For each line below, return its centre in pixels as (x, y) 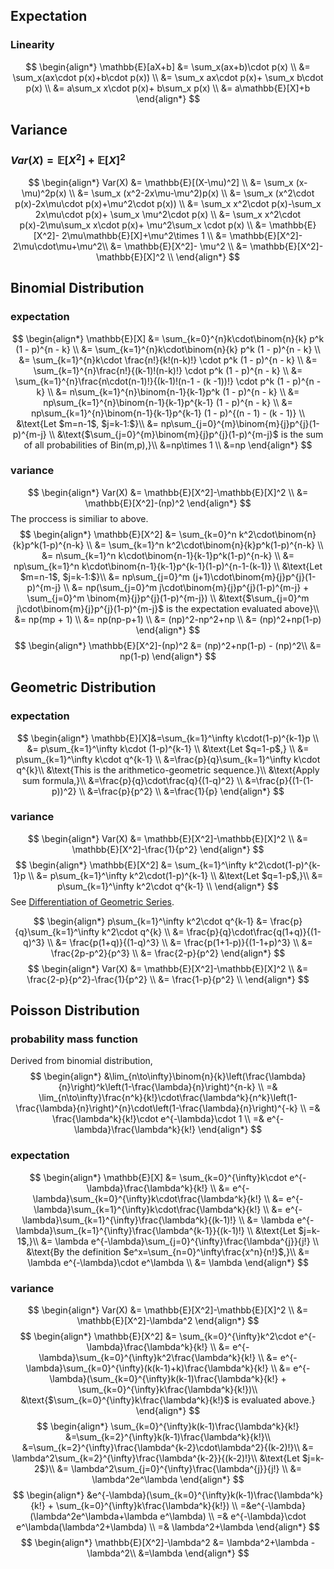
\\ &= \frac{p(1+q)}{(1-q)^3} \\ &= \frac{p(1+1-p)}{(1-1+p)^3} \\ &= (179, 942)
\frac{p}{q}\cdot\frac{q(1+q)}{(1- (254, 931)
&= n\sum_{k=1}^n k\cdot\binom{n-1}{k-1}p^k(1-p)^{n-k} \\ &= (168, 555)
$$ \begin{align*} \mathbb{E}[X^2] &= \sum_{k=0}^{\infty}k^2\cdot (158, 1336)
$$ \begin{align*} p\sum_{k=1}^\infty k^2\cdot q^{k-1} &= (150, 921)
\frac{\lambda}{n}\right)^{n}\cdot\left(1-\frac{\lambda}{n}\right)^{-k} (156, 1108)
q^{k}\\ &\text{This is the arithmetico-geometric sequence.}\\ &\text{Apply (168, 770)
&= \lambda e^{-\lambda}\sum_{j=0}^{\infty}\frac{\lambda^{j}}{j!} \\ (180, 1241)
